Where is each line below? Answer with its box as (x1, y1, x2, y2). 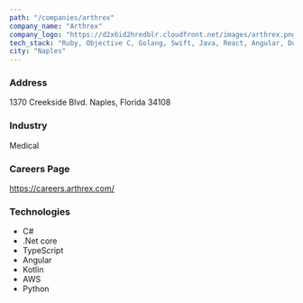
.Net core (22, 235, 58, 246)
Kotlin (22, 264, 44, 275)
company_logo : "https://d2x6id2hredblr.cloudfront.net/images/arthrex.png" (9, 30, 300, 39)
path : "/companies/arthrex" (9, 13, 115, 23)
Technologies (9, 205, 70, 217)
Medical (9, 140, 40, 151)
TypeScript (22, 245, 64, 256)
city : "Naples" (9, 47, 67, 56)
